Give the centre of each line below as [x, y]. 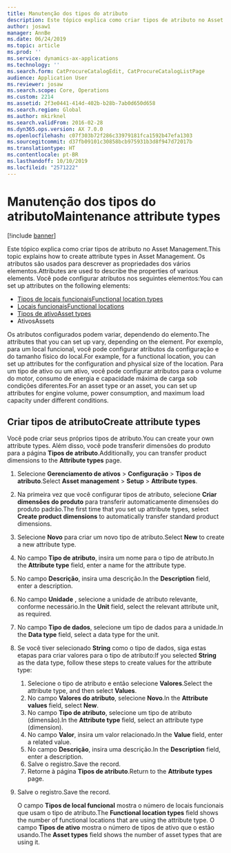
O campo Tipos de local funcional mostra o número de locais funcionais [120, 805]
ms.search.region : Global [44, 110]
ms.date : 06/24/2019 [37, 39]
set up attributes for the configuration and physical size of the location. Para [115, 364]
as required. [34, 614]
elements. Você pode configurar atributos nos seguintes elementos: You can [115, 278]
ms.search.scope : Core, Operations [58, 90]
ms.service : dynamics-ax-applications [63, 59]
